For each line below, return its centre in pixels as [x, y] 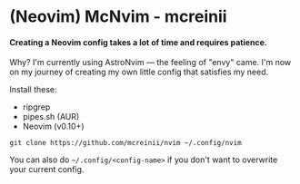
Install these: [33, 90]
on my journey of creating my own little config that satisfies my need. [139, 72]
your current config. [47, 169]
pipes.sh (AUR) [51, 117]
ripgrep [36, 107]
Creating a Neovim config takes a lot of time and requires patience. [139, 42]
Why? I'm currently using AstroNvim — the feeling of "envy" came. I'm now [150, 63]
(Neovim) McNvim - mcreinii [118, 17]
